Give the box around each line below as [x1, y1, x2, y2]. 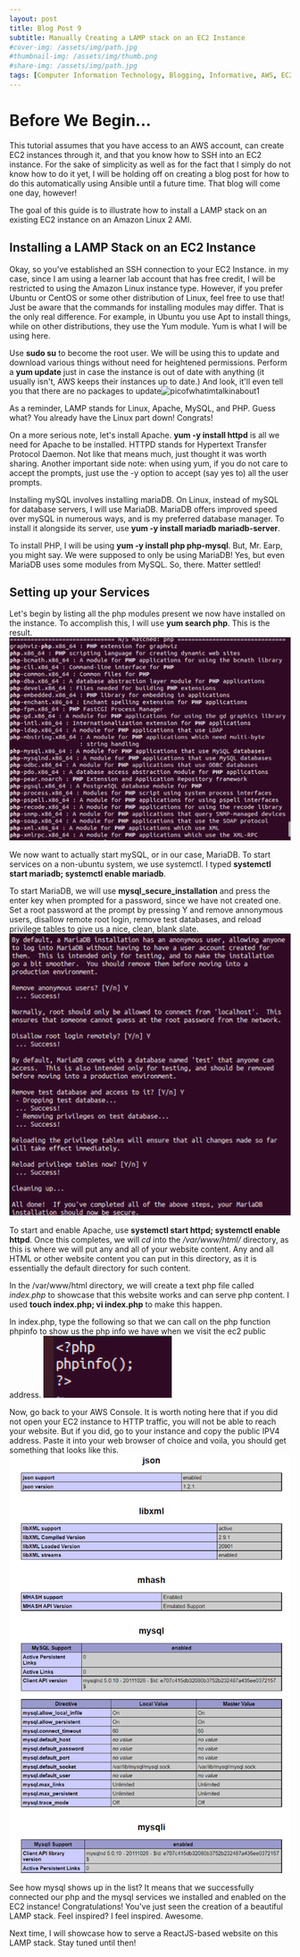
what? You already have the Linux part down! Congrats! [9, 412, 213, 423]
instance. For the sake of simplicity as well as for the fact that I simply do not [9, 159, 292, 170]
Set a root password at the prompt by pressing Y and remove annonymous [9, 904, 284, 915]
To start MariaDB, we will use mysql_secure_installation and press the [9, 886, 271, 896]
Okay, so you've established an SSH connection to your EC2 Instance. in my [9, 263, 289, 274]
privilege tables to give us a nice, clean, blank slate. [9, 924, 199, 935]
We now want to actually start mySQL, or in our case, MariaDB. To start [9, 849, 271, 861]
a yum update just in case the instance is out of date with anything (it [9, 366, 265, 377]
